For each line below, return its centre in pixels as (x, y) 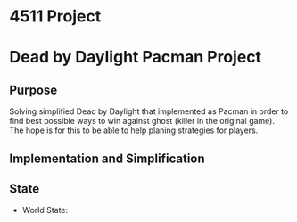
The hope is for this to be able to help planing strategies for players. (134, 130)
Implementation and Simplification (107, 158)
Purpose (33, 90)
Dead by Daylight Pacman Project (135, 58)
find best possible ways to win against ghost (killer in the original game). (142, 121)
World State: (45, 210)
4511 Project (55, 16)
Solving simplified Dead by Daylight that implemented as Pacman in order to (149, 111)
